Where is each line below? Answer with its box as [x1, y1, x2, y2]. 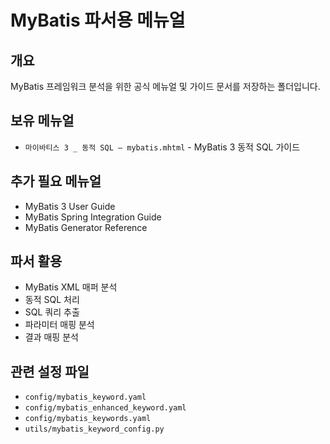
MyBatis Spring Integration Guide [24, 211, 162, 223]
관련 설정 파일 [10, 363, 90, 380]
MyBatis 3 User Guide [24, 200, 116, 212]
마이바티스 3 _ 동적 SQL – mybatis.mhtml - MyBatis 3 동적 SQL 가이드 [24, 141, 301, 153]
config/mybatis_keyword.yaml [24, 392, 147, 403]
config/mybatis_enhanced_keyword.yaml [24, 403, 187, 413]
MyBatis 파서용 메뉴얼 [10, 9, 186, 32]
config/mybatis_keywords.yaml [24, 414, 152, 424]
